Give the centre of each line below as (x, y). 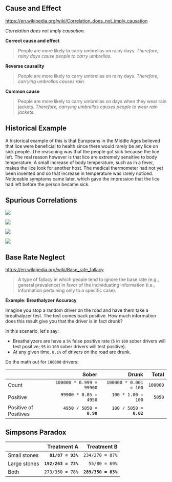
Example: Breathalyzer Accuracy (41, 300)
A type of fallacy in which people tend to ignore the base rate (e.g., (88, 279)
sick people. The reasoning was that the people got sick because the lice (82, 151)
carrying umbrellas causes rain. (51, 81)
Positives (19, 414)
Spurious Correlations (41, 200)
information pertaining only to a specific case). (67, 290)
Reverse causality (25, 66)
